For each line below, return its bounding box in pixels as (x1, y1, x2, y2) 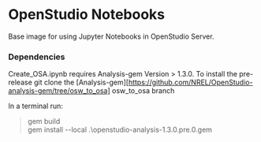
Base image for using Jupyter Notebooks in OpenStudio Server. (8, 32, 214, 41)
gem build (27, 117, 61, 126)
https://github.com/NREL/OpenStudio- (128, 77, 254, 88)
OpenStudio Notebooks (8, 6, 166, 24)
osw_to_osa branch (111, 86, 175, 95)
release (8, 77, 33, 88)
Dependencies (8, 51, 65, 62)
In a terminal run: (8, 101, 63, 111)
